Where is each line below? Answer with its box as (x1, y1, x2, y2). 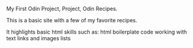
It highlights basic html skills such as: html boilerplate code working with (6, 28, 187, 35)
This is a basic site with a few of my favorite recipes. (6, 17, 138, 23)
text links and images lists (6, 35, 71, 41)
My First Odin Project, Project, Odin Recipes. (6, 5, 118, 12)
